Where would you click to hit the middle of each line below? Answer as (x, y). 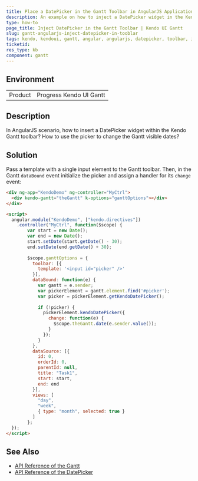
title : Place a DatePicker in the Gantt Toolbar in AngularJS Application (100, 11)
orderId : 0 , (52, 362)
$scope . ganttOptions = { (58, 258)
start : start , (55, 378)
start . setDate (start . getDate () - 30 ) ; (75, 242)
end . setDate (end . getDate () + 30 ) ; (70, 247)
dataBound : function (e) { (64, 280)
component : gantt (27, 55)
